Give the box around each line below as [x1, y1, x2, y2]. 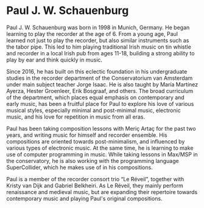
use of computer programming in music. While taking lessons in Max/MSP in [6, 150, 198, 158]
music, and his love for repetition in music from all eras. [6, 113, 145, 120]
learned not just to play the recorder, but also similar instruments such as [6, 36, 189, 44]
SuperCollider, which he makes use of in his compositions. [6, 164, 153, 171]
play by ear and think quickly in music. [6, 56, 102, 63]
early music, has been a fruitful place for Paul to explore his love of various [6, 100, 194, 107]
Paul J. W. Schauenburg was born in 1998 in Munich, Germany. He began [6, 24, 190, 31]
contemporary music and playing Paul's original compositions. [6, 195, 163, 202]
